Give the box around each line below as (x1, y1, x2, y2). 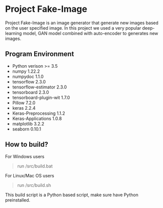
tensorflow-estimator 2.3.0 (12, 84, 67, 90)
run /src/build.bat (17, 163, 53, 169)
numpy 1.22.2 (12, 68, 41, 74)
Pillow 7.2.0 (12, 100, 36, 106)
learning (5, 30, 22, 36)
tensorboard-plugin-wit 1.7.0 (12, 94, 70, 100)
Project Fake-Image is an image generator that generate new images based (5, 20, 159, 26)
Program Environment (5, 50, 74, 58)
